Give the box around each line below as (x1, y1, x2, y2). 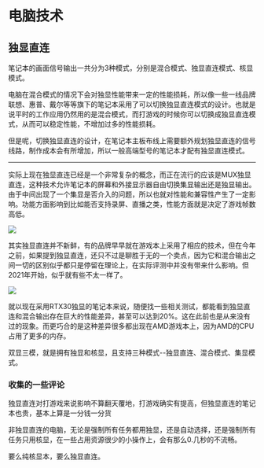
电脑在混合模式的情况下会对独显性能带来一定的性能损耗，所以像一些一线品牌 (8, 90, 256, 99)
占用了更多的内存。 (8, 331, 71, 341)
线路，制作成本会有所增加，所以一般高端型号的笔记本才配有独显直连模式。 (8, 146, 249, 155)
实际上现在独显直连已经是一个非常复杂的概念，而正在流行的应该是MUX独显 (8, 170, 251, 179)
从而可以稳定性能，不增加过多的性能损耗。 (21, 120, 159, 128)
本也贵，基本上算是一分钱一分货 (8, 408, 112, 418)
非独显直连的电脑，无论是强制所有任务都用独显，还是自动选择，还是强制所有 (8, 426, 256, 435)
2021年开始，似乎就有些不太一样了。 (8, 271, 127, 279)
